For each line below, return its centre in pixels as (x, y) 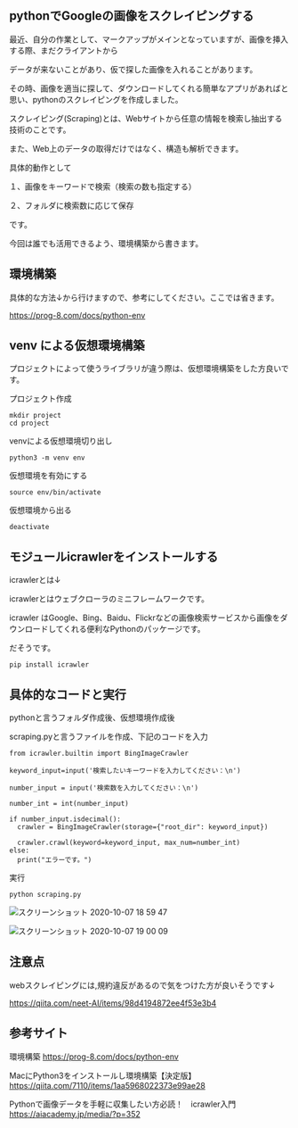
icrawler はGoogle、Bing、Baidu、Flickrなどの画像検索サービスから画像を (145, 618)
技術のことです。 (40, 129)
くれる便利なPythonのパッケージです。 (135, 629)
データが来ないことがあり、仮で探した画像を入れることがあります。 (133, 69)
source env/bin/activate (55, 493)
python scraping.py (45, 895)
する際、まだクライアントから (64, 50)
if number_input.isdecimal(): (65, 819)
